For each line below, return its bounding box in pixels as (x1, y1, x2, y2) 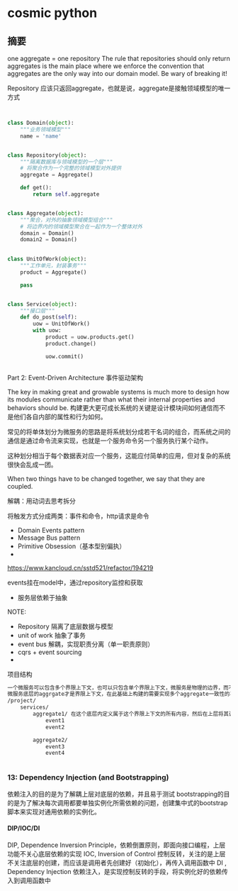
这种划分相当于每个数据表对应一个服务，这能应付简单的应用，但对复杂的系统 (7, 451, 231, 460)
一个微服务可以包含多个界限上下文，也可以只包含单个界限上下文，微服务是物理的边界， (7, 684, 224, 691)
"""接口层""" (20, 307, 55, 314)
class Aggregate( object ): (7, 209, 84, 217)
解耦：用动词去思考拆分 (7, 497, 76, 505)
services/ (20, 704, 50, 711)
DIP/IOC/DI (7, 824, 40, 833)
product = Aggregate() (20, 268, 87, 276)
